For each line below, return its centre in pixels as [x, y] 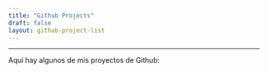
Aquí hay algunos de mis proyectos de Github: [84, 60]
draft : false [30, 23]
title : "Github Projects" [51, 15]
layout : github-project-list [57, 30]
